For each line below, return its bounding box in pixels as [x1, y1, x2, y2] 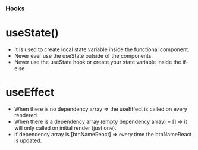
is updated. [14, 137, 42, 144]
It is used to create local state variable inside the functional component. [14, 46, 190, 53]
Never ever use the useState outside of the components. [14, 52, 153, 59]
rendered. [14, 111, 39, 118]
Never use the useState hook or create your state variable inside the [14, 58, 182, 65]
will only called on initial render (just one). [14, 124, 117, 132]
